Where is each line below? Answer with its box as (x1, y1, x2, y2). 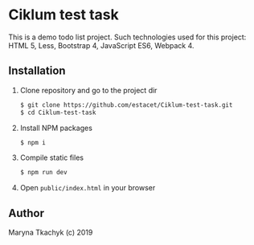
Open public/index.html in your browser (19, 183, 156, 193)
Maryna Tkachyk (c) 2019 (8, 227, 93, 238)
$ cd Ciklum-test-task (19, 108, 96, 116)
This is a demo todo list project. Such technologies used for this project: (8, 32, 247, 42)
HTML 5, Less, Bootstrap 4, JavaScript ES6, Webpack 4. (8, 40, 195, 50)
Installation (8, 64, 66, 78)
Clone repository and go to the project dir (19, 85, 158, 95)
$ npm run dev (19, 169, 68, 177)
